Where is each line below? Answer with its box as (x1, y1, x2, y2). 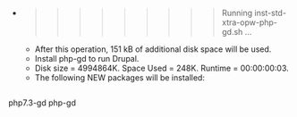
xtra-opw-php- (221, 17, 278, 28)
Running (221, 8, 253, 18)
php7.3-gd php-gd (8, 97, 77, 108)
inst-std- (253, 8, 287, 18)
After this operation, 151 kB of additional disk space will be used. (34, 44, 272, 54)
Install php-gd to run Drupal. (34, 54, 140, 63)
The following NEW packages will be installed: (34, 72, 205, 83)
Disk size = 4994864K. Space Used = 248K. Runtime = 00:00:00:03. (34, 63, 290, 73)
